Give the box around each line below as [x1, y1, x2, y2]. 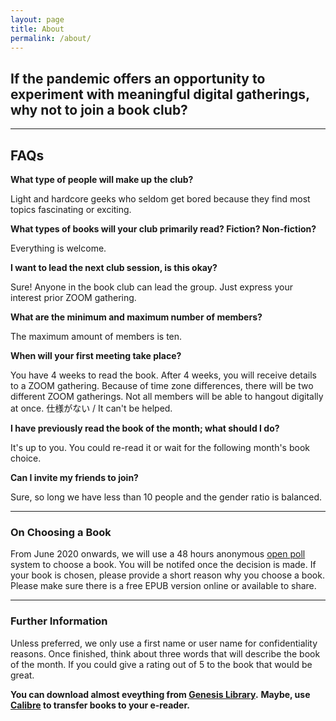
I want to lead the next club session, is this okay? [10, 262, 218, 273]
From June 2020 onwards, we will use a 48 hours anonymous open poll [10, 548, 306, 560]
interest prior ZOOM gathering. [10, 292, 137, 303]
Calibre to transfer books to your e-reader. [10, 699, 190, 711]
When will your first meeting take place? [10, 350, 182, 361]
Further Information [10, 614, 108, 628]
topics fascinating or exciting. [10, 204, 132, 215]
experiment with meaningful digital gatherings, [10, 86, 310, 103]
